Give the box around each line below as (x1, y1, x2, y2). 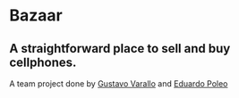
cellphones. (9, 54, 77, 69)
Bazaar (9, 5, 63, 26)
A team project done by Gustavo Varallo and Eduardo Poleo (9, 78, 228, 89)
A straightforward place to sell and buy (9, 41, 231, 56)
